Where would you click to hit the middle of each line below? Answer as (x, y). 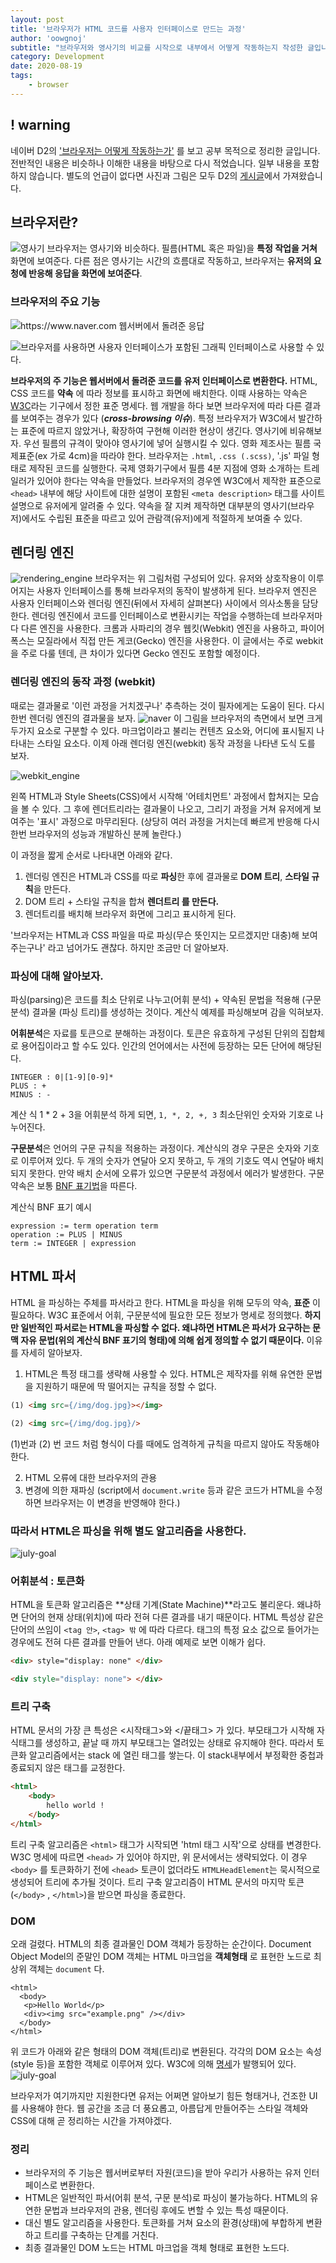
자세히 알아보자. (51, 1352)
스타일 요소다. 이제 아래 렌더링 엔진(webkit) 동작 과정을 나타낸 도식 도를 (176, 743)
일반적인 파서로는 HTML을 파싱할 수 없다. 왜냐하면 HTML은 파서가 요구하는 (165, 1327)
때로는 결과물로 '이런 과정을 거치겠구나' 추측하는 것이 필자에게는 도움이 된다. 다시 (167, 705)
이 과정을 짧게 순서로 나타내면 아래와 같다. (91, 855)
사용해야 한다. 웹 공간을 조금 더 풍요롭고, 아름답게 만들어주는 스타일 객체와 (164, 2108)
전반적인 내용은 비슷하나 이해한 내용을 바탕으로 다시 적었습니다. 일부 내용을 (156, 163)
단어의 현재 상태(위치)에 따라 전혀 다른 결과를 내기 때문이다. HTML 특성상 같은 (172, 1617)
